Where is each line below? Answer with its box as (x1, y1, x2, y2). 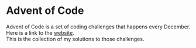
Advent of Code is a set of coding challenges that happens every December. (6, 23, 191, 30)
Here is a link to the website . (6, 29, 75, 36)
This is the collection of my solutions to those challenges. (6, 35, 145, 42)
